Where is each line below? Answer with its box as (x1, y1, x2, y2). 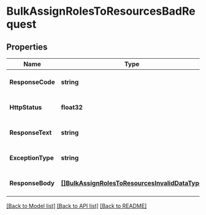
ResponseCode (9, 78, 55, 86)
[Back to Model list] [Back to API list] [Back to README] (6, 202, 147, 209)
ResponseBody (9, 179, 55, 187)
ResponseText (9, 129, 52, 137)
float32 (61, 103, 83, 111)
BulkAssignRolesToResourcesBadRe (6, 4, 196, 18)
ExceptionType (9, 154, 54, 162)
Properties (6, 42, 48, 52)
